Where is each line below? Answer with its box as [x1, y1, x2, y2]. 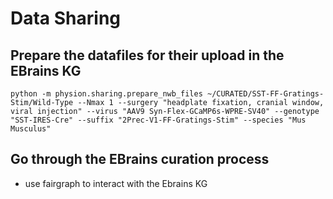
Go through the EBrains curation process [10, 151, 270, 168]
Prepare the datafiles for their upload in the [10, 47, 285, 64]
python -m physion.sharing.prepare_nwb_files [10, 89, 203, 99]
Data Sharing [10, 7, 122, 30]
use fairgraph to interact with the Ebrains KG [24, 177, 208, 189]
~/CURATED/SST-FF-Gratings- [206, 89, 325, 99]
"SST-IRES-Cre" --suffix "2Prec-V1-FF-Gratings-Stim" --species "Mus [10, 115, 307, 125]
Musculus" [10, 124, 52, 134]
